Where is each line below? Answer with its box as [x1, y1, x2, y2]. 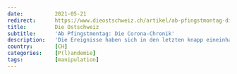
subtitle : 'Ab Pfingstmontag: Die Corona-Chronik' [7, 30, 175, 37]
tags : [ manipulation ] [7, 56, 99, 63]
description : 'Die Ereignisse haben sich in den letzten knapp [7, 37, 203, 44]
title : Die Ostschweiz [7, 23, 99, 30]
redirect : [7, 17, 37, 24]
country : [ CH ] [7, 43, 68, 50]
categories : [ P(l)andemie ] [7, 50, 97, 57]
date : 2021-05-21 [7, 10, 87, 18]
